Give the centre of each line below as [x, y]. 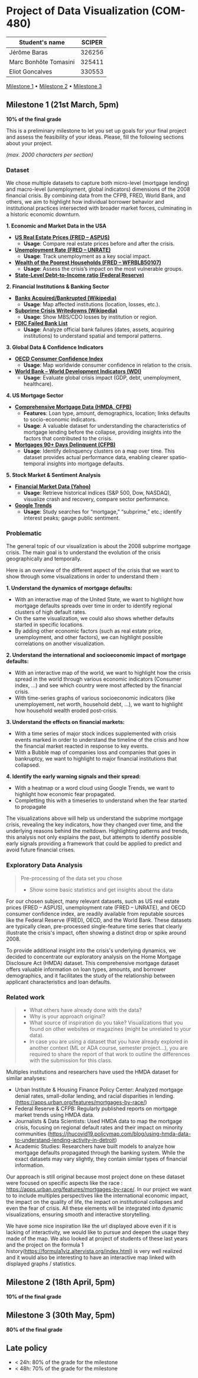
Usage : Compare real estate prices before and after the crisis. [99, 243]
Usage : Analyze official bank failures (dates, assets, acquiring [99, 329]
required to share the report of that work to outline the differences [110, 1054]
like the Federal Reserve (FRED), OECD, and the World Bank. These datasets [99, 920]
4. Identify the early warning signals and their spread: [73, 777]
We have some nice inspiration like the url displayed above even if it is [91, 1226]
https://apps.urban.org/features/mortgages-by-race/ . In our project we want [99, 1189]
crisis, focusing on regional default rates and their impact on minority [99, 1127]
